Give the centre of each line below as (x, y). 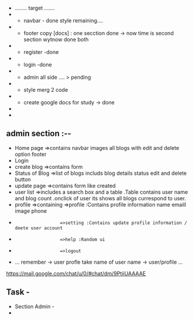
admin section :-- (39, 134)
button (23, 179)
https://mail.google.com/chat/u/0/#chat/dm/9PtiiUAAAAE (76, 273)
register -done (41, 52)
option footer (30, 154)
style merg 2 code (46, 90)
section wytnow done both (56, 39)
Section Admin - (35, 306)
